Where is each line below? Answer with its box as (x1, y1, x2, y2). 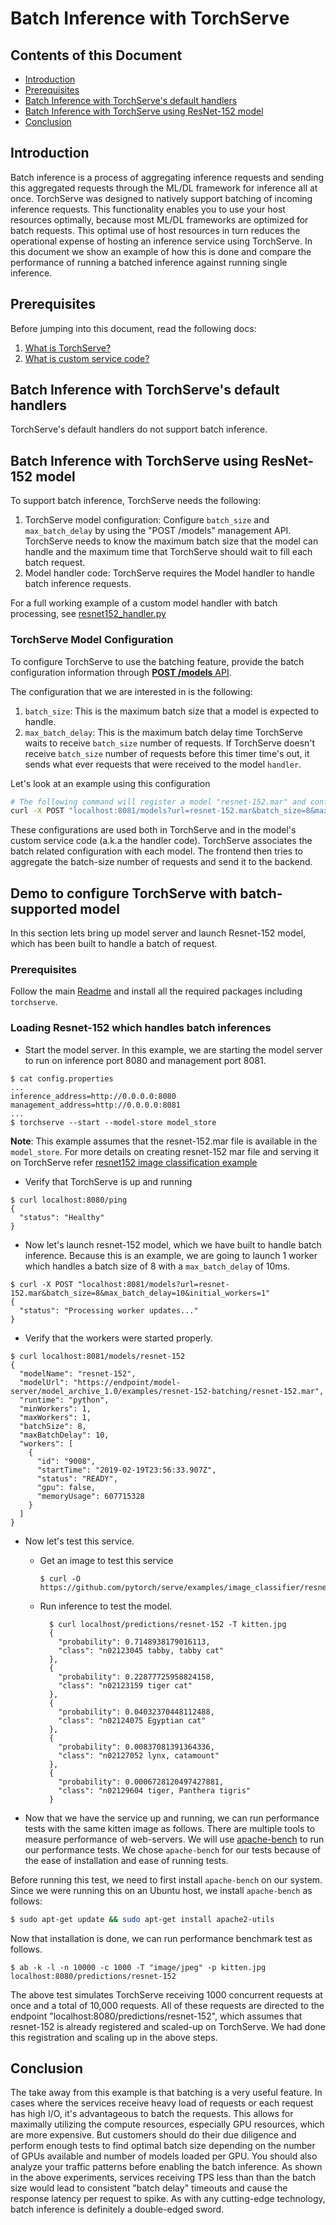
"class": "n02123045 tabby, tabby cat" (58, 1645, 225, 1656)
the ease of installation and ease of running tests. (24, 1854, 229, 1866)
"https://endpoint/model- (73, 1377, 182, 1387)
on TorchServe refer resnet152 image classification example (10, 1156, 258, 1168)
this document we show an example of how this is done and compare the (10, 245, 312, 257)
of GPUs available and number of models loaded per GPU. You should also (10, 2150, 318, 2162)
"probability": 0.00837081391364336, (58, 1742, 215, 1752)
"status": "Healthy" (19, 1212, 105, 1222)
